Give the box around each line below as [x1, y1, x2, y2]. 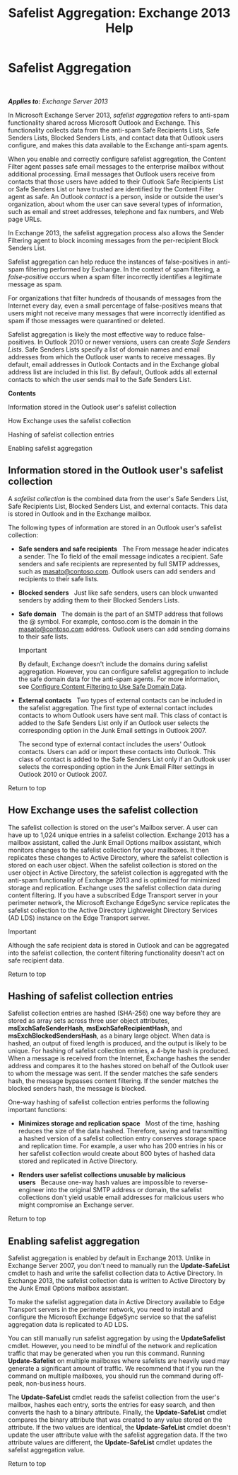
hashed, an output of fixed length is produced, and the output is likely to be [8, 1039, 227, 1048]
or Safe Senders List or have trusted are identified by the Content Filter [8, 184, 215, 193]
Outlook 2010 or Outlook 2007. [18, 770, 108, 778]
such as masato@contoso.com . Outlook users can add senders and [18, 567, 216, 576]
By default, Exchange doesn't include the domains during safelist [18, 659, 208, 668]
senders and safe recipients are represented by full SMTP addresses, [18, 559, 220, 568]
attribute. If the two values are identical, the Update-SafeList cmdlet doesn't [8, 1423, 231, 1432]
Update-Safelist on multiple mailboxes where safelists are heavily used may [8, 1357, 230, 1365]
